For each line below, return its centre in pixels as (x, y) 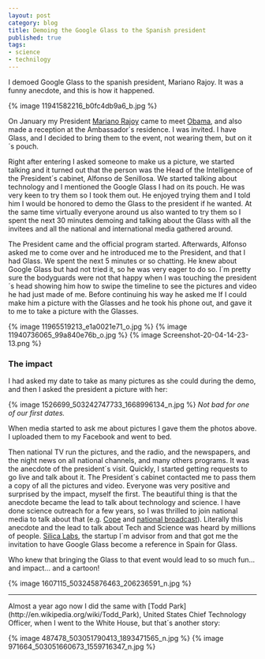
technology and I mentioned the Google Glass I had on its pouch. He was (127, 186)
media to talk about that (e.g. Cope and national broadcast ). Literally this (125, 519)
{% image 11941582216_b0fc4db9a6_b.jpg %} (83, 105)
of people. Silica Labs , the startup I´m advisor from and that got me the (123, 536)
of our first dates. (37, 413)
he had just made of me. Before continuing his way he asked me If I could (127, 294)
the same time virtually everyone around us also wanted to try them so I (125, 212)
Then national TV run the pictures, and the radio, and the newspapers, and (129, 452)
